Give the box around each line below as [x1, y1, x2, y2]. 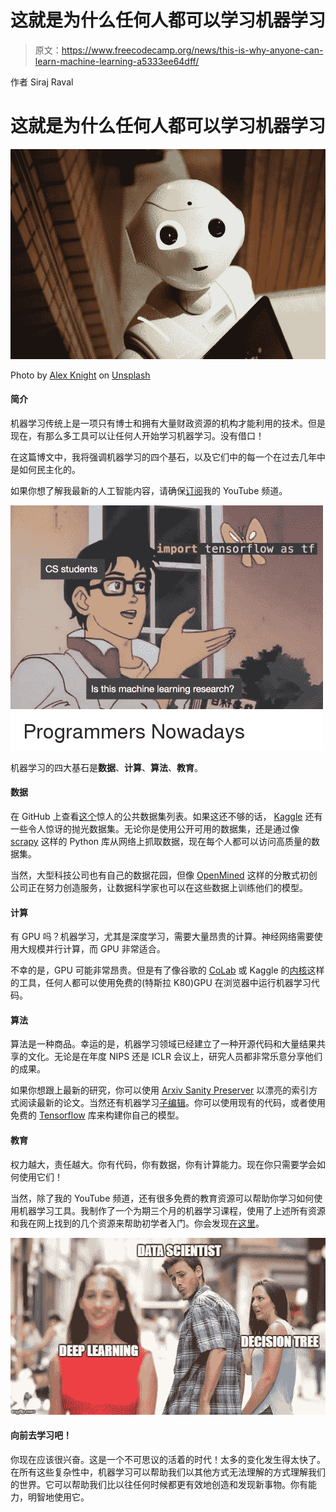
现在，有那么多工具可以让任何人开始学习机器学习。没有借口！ [10, 429, 265, 441]
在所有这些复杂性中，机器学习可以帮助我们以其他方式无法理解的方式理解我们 [10, 1466, 326, 1478]
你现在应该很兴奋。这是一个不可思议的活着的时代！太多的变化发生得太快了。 [10, 1454, 326, 1465]
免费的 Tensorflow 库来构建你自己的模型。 [10, 1109, 185, 1121]
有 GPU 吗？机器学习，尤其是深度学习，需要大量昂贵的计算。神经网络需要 [10, 931, 315, 943]
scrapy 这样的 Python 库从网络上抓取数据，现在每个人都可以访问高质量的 [10, 836, 312, 848]
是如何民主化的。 [10, 463, 81, 475]
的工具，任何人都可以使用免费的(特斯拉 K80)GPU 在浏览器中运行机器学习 [10, 977, 312, 989]
